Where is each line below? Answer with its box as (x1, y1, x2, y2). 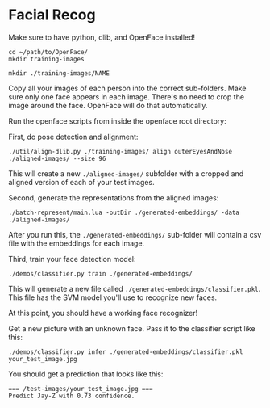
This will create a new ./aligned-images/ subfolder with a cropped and (8, 168, 244, 179)
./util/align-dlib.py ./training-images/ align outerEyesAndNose (8, 147, 232, 155)
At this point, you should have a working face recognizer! (8, 308, 198, 318)
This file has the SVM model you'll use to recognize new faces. (8, 292, 218, 302)
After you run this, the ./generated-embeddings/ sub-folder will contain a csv (8, 229, 262, 239)
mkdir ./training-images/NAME (8, 69, 110, 78)
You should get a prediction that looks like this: (8, 369, 164, 379)
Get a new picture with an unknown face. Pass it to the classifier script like (8, 323, 255, 333)
